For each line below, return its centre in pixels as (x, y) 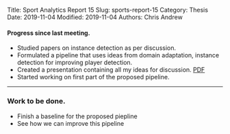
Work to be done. (36, 101)
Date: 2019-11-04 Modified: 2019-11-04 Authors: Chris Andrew (95, 17)
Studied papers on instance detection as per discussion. (97, 48)
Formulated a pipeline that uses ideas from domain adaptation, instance (118, 55)
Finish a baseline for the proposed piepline (77, 116)
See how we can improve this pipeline (71, 123)
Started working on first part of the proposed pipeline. (93, 77)
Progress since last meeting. (49, 33)
